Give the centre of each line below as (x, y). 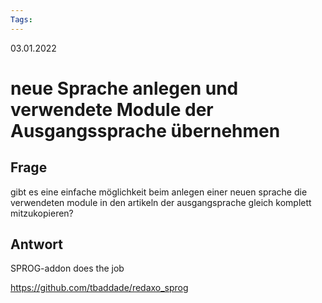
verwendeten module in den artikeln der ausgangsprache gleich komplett (161, 202)
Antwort (36, 244)
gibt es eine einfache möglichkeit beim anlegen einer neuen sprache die (159, 192)
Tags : (21, 19)
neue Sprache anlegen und (124, 88)
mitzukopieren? (42, 213)
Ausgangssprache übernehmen (145, 130)
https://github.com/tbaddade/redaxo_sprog (99, 288)
